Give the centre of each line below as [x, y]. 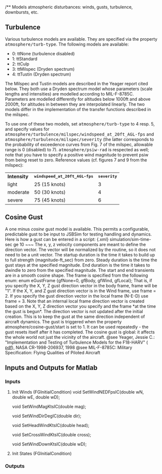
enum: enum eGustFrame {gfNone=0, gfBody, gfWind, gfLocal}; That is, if [79, 280]
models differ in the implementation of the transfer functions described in [78, 109]
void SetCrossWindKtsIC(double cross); [52, 435]
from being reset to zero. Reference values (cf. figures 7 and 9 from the [76, 160]
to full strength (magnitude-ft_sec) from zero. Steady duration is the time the [81, 260]
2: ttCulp [21, 64]
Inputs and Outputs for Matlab [51, 368]
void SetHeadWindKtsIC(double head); [51, 426]
